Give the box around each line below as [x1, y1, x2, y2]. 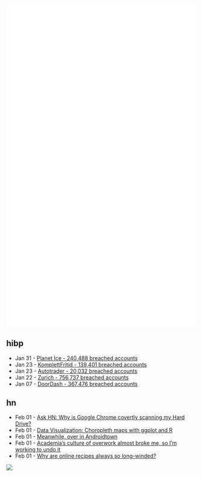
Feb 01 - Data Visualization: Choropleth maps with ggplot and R [15, 427, 173, 434]
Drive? [15, 420, 31, 427]
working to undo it [15, 446, 60, 453]
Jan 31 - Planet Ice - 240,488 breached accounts [15, 354, 138, 362]
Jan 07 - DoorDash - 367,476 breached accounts [15, 380, 138, 387]
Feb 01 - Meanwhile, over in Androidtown [15, 433, 118, 441]
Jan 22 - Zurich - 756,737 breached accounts [15, 373, 129, 381]
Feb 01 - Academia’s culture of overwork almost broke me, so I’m [15, 439, 177, 447]
